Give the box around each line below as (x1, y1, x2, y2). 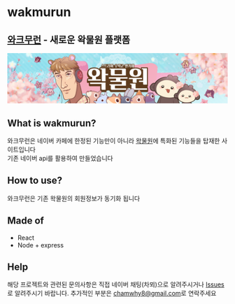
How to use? (7, 175, 63, 187)
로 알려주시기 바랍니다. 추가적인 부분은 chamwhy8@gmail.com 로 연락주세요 (7, 289, 217, 298)
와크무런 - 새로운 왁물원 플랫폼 (7, 34, 131, 45)
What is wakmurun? (7, 117, 97, 129)
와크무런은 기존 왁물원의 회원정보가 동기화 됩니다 (7, 194, 141, 203)
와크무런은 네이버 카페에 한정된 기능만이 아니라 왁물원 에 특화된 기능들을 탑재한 (7, 136, 220, 145)
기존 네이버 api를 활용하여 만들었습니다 (7, 154, 113, 162)
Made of (7, 215, 44, 227)
